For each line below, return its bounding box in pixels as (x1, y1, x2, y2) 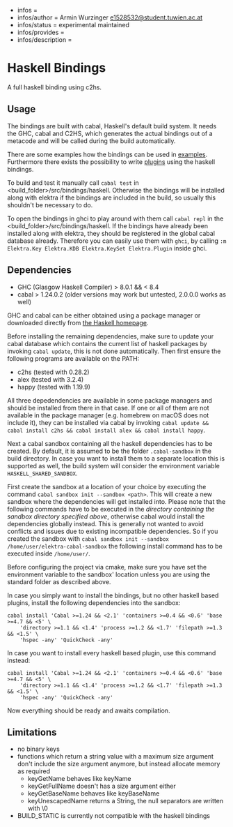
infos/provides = (17, 28, 65, 36)
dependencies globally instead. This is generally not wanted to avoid (7, 519, 204, 528)
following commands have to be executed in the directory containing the (7, 505, 215, 513)
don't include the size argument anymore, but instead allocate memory (17, 760, 220, 768)
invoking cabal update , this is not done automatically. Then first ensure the (7, 347, 221, 355)
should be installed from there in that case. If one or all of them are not (7, 403, 210, 412)
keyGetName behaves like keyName (27, 775, 131, 783)
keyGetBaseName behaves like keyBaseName (27, 789, 160, 798)
